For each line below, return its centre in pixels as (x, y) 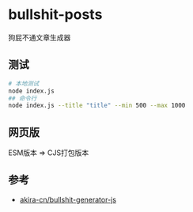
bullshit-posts (55, 15)
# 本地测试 (24, 83)
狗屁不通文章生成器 (40, 37)
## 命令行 (23, 98)
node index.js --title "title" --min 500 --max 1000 (97, 106)
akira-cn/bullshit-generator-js (68, 199)
